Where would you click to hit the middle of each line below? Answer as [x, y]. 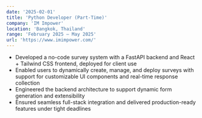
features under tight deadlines [53, 109]
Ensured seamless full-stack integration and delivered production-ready [105, 102]
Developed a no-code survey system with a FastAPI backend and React [105, 57]
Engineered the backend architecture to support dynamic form [93, 89]
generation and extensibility [50, 96]
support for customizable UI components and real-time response [96, 77]
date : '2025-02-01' [31, 12]
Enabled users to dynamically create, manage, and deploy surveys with [104, 70]
